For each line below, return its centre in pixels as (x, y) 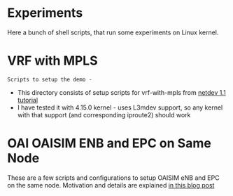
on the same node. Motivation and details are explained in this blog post (111, 185)
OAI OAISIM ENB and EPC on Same (109, 144)
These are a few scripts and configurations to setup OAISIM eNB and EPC (113, 178)
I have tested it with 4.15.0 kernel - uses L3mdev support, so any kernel (120, 107)
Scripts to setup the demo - (50, 79)
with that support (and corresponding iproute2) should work (104, 115)
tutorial (28, 100)
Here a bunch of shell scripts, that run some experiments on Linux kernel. (113, 32)
